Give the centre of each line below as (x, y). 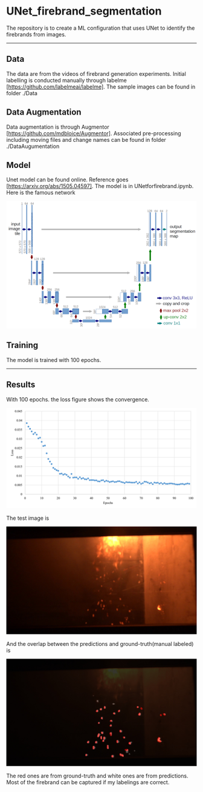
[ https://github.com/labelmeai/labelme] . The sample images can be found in (101, 87)
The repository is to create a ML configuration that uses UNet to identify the (101, 28)
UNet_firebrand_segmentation (84, 11)
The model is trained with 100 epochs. (54, 360)
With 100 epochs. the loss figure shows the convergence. (78, 399)
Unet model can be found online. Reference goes (67, 180)
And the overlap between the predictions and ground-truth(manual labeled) (100, 643)
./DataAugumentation (33, 146)
